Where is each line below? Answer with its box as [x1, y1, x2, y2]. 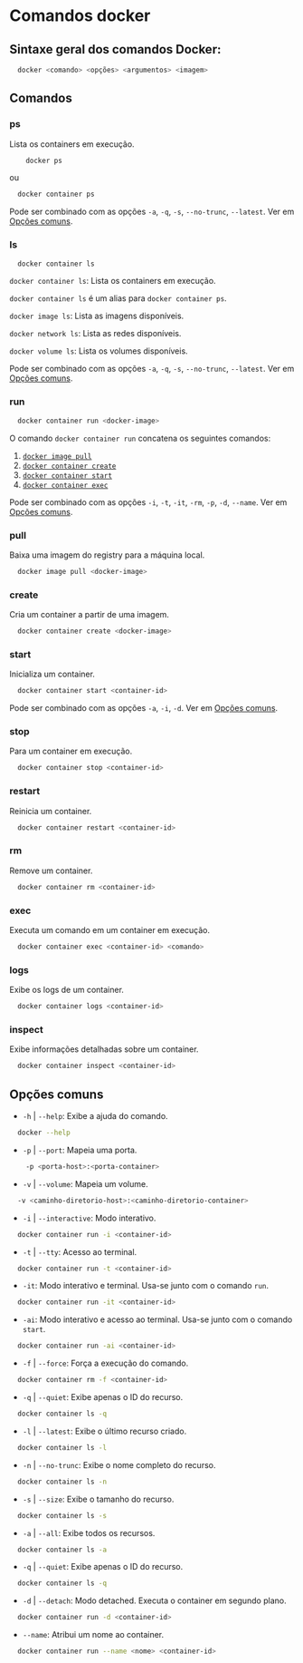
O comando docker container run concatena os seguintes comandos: [9, 433, 271, 443]
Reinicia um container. [9, 805, 92, 816]
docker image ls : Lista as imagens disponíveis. [9, 310, 185, 322]
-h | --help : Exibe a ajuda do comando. [22, 1111, 169, 1122]
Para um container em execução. [9, 745, 133, 757]
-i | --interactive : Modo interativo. [22, 1212, 156, 1223]
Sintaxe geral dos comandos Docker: [9, 42, 222, 57]
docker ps [25, 156, 63, 165]
